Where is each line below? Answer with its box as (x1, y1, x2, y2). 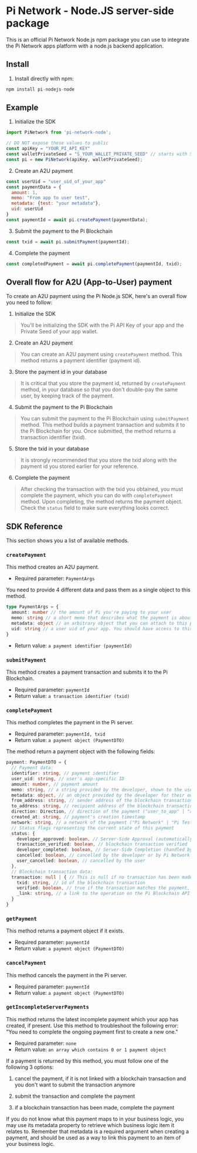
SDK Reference (6, 522, 63, 532)
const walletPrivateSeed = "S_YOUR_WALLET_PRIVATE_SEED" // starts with (6, 151, 188, 157)
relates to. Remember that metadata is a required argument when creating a (6, 1128, 189, 1135)
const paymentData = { (6, 184, 62, 190)
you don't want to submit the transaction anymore (14, 1081, 135, 1088)
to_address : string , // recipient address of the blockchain (11, 803, 164, 809)
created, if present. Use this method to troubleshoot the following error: (6, 1022, 179, 1029)
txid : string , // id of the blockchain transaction (16, 880, 145, 885)
